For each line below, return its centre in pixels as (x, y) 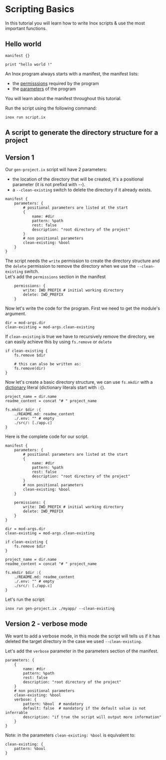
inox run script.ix (25, 117)
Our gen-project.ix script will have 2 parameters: (56, 169)
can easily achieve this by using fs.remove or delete (59, 342)
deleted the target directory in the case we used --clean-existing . (74, 641)
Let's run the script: (25, 599)
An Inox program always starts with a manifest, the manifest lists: (72, 74)
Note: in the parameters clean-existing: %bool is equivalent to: (70, 735)
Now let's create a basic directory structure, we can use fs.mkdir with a (79, 382)
